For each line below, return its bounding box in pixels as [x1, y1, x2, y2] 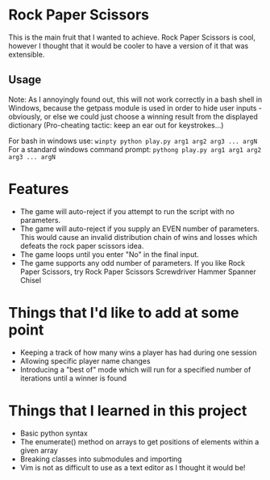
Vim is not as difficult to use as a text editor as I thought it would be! [19, 462, 246, 472]
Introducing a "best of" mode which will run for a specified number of [19, 364, 251, 374]
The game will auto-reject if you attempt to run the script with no [19, 206, 235, 216]
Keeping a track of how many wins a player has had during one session [19, 347, 257, 357]
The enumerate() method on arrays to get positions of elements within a [19, 436, 260, 446]
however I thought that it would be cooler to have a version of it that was [8, 40, 249, 50]
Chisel [19, 275, 42, 284]
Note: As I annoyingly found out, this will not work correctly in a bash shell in [8, 95, 263, 104]
